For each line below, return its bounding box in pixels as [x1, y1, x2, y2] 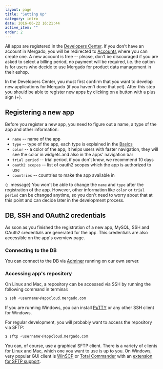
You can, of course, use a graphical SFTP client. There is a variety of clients [5, 343, 158, 348]
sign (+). [5, 94, 22, 100]
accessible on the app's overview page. [5, 235, 85, 241]
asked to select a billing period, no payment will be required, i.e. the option [5, 59, 155, 64]
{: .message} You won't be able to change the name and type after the [5, 182, 144, 187]
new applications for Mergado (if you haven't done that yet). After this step [5, 84, 155, 89]
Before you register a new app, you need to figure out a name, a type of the [5, 121, 157, 127]
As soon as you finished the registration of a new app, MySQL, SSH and [5, 224, 150, 230]
